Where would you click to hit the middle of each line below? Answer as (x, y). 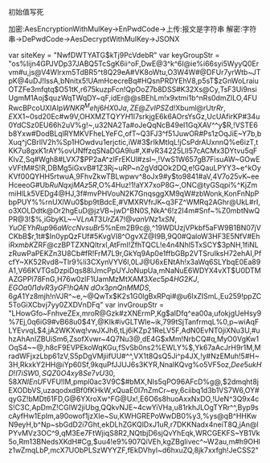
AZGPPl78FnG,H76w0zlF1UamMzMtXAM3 (78, 279)
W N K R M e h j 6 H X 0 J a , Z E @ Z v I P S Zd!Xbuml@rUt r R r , (145, 107)
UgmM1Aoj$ (29, 98)
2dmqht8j (243, 382)
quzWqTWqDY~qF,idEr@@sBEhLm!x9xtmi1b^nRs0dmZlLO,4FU (153, 98)
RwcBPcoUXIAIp (36, 108)
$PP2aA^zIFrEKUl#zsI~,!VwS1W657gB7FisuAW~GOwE (170, 159)
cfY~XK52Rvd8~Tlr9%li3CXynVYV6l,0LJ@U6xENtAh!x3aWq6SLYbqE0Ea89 (135, 262)
